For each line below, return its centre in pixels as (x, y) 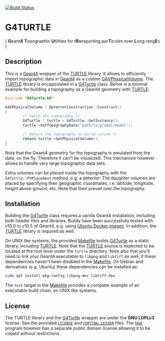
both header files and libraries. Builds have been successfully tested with (79, 221)
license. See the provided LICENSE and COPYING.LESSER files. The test (74, 323)
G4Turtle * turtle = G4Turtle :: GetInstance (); (71, 121)
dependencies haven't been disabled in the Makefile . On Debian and (74, 262)
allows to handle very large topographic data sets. (56, 163)
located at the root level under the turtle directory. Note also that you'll (77, 251)
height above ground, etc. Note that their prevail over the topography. (75, 188)
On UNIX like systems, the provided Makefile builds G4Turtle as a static (77, 241)
